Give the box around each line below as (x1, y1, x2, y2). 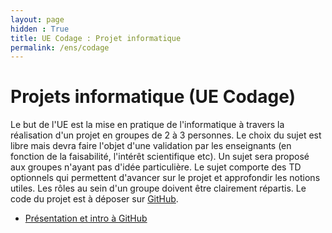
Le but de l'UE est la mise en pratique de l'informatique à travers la (10, 119, 285, 131)
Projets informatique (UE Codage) (10, 86, 297, 108)
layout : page (10, 14, 65, 25)
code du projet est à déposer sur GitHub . (10, 193, 179, 205)
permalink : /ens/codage (10, 42, 110, 53)
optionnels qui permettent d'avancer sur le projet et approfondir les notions (10, 172, 321, 184)
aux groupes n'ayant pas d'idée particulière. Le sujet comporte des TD (10, 161, 302, 173)
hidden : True (10, 24, 70, 34)
